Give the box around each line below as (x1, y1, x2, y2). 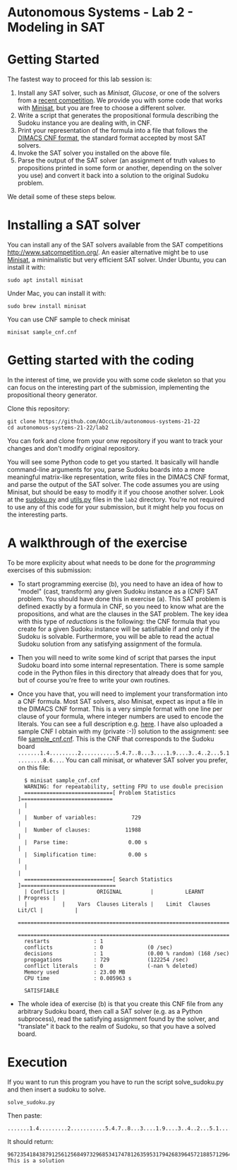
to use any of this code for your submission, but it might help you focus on (7, 503, 224, 511)
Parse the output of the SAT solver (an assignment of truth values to (17, 156, 216, 165)
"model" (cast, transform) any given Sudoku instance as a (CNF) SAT (17, 587, 219, 596)
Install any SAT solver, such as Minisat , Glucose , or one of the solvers (17, 89, 220, 97)
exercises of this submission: (7, 566, 92, 574)
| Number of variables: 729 (24, 814, 141, 821)
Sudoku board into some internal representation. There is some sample (17, 661, 224, 669)
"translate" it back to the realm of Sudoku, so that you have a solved (17, 1022, 217, 1030)
